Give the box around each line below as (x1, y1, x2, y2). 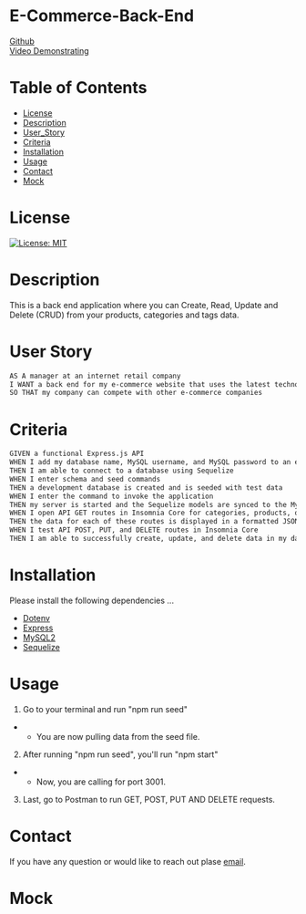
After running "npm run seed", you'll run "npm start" (22, 749, 219, 760)
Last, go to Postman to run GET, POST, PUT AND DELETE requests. (22, 794, 276, 805)
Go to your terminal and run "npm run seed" (22, 703, 189, 714)
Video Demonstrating (9, 45, 89, 56)
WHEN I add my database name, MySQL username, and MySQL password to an (9, 458, 291, 467)
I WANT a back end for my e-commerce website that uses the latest (9, 379, 271, 389)
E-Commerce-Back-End (9, 5, 194, 26)
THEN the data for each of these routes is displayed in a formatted (9, 517, 280, 526)
